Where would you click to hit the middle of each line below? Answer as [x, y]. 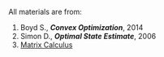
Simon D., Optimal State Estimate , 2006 [88, 36]
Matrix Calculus [46, 45]
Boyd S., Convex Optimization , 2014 [82, 27]
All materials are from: [45, 12]
